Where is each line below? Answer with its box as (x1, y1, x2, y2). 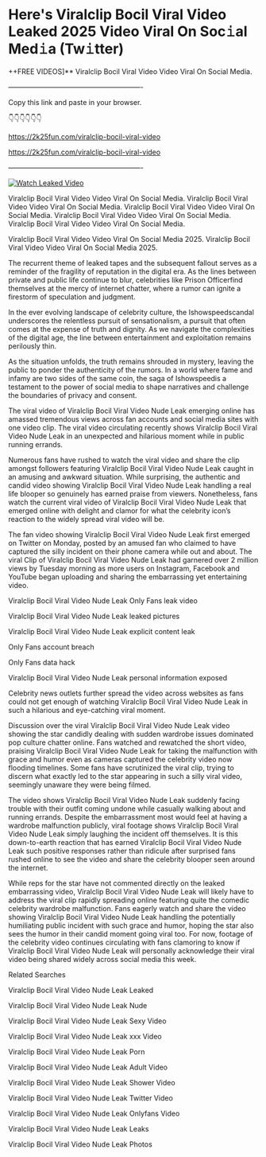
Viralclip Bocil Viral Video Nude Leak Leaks (8, 1124, 149, 1133)
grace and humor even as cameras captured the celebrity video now (8, 754, 233, 764)
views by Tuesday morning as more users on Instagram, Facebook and (8, 563, 241, 573)
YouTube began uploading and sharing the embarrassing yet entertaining (8, 571, 248, 582)
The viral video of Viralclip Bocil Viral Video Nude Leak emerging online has (8, 406, 256, 415)
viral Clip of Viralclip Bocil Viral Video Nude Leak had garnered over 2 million (8, 555, 259, 564)
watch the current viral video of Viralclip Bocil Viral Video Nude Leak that (8, 497, 247, 507)
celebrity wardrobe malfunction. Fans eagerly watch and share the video (8, 903, 246, 913)
